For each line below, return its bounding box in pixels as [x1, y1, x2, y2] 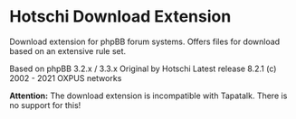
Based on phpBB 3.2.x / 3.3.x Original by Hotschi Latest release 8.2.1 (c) [9, 63, 277, 74]
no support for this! [9, 99, 81, 110]
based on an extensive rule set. [9, 45, 127, 56]
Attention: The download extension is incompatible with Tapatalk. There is [9, 90, 288, 101]
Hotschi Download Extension [9, 6, 232, 27]
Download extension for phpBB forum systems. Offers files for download [9, 36, 281, 47]
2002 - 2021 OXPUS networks [9, 72, 122, 83]
